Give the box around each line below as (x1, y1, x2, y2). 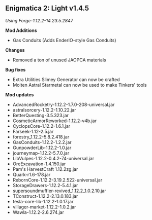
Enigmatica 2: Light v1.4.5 (5, 4, 89, 13)
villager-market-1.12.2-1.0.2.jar (12, 204, 76, 210)
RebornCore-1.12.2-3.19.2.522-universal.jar (12, 177, 103, 183)
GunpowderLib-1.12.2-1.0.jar (12, 144, 72, 151)
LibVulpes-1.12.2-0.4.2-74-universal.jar (12, 155, 95, 161)
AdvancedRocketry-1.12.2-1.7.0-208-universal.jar (12, 101, 115, 107)
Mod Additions (5, 27, 37, 33)
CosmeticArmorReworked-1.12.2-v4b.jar (12, 118, 97, 124)
